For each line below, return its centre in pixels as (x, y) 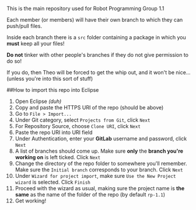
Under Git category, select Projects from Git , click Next (83, 120)
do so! (14, 61)
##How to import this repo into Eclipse (53, 90)
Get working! (30, 201)
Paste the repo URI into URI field (54, 132)
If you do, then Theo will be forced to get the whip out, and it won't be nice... (99, 72)
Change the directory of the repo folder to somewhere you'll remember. (101, 163)
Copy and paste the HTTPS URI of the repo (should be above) (89, 107)
